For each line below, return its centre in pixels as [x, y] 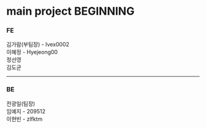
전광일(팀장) [21, 104]
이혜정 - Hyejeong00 [32, 52]
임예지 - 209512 [26, 111]
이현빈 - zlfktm [25, 119]
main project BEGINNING [71, 11]
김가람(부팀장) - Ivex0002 [38, 45]
